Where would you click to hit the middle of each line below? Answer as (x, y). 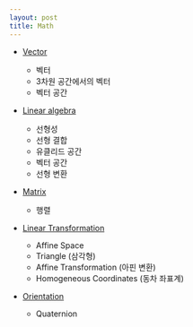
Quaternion (57, 314)
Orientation (43, 296)
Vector (35, 51)
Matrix (34, 191)
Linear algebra (49, 110)
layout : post (34, 17)
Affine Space (60, 245)
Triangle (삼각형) (66, 255)
